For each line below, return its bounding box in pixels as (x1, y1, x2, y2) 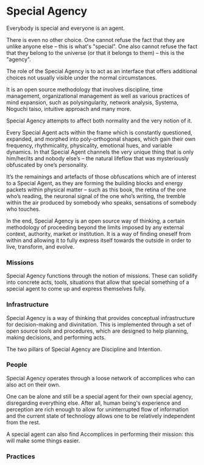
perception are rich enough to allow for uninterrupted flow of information (6, 405, 189, 413)
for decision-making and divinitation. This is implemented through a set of (6, 321, 192, 328)
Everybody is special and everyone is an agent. (6, 24, 125, 32)
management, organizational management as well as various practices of (6, 92, 190, 99)
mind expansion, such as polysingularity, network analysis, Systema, (6, 99, 178, 106)
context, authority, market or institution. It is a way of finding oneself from (6, 230, 191, 237)
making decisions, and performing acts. (6, 333, 106, 341)
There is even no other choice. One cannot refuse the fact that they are (6, 36, 185, 43)
